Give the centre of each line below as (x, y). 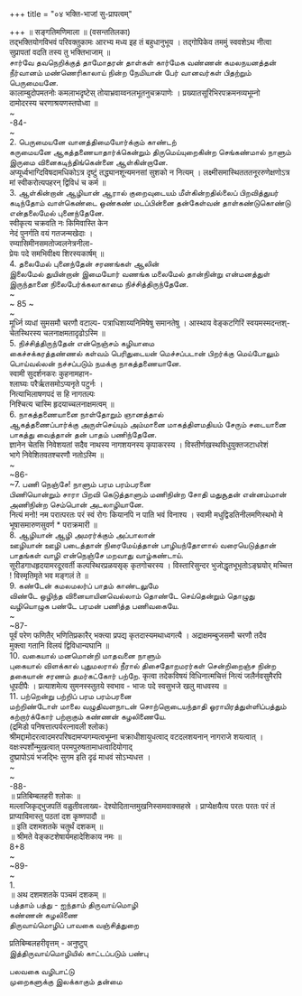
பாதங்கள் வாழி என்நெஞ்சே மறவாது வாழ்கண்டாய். (96, 555)
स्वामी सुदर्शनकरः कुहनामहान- (51, 373)
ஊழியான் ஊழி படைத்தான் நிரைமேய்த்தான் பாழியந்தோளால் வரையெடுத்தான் (143, 545)
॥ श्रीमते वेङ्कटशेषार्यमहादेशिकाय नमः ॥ (65, 836)
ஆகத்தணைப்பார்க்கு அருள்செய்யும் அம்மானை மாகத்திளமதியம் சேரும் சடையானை (148, 424)
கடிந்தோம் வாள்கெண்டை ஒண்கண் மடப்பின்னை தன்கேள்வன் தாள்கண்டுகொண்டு (150, 203)
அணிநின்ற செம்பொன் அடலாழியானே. (77, 504)
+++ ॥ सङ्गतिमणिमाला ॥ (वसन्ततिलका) (70, 32)
